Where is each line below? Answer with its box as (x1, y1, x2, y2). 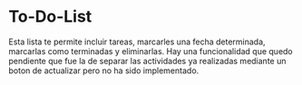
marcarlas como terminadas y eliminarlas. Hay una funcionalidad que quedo (8, 45, 294, 56)
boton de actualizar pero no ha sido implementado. (8, 65, 200, 76)
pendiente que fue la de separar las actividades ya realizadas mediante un (8, 55, 287, 66)
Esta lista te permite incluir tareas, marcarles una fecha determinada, (8, 36, 266, 47)
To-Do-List (8, 6, 93, 27)
